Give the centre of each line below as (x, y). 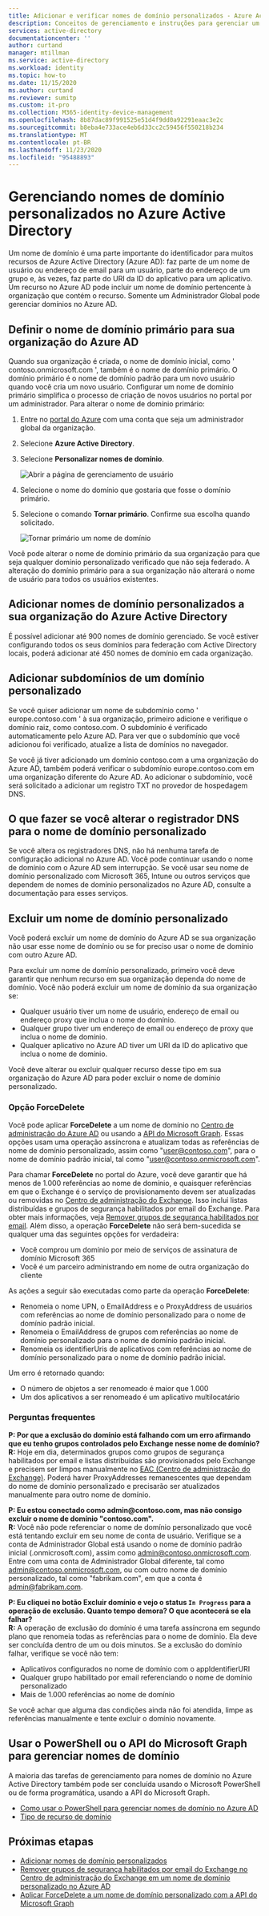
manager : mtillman (39, 53)
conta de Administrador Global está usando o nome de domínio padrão (125, 1544)
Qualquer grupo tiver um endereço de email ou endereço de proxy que (137, 1029)
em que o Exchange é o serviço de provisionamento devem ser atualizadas (132, 1192)
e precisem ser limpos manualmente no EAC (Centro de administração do (129, 1469)
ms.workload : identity (46, 68)
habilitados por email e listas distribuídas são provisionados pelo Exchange (132, 1460)
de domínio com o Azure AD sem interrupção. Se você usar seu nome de (129, 868)
